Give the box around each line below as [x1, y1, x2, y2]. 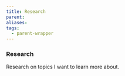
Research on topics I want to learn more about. [6, 63, 119, 71]
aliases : [6, 19, 28, 25]
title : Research [6, 8, 46, 15]
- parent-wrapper [11, 31, 54, 37]
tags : [6, 25, 19, 31]
